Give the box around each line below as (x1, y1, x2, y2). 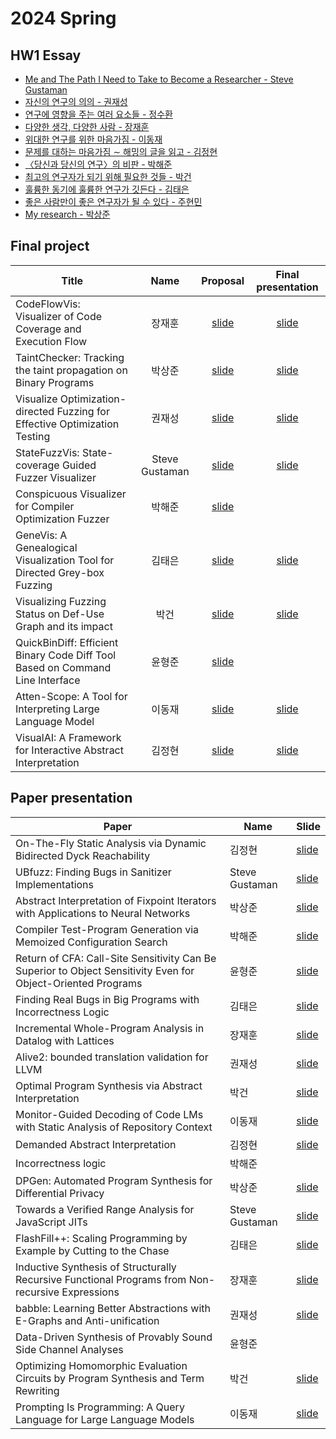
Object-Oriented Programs (15, 976, 143, 990)
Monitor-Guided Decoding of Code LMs (15, 1107, 204, 1121)
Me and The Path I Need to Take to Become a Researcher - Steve (24, 73, 294, 85)
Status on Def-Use (15, 607, 105, 621)
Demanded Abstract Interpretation (15, 1137, 177, 1151)
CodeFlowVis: (15, 297, 81, 311)
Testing (15, 429, 51, 443)
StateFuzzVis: (15, 445, 80, 459)
